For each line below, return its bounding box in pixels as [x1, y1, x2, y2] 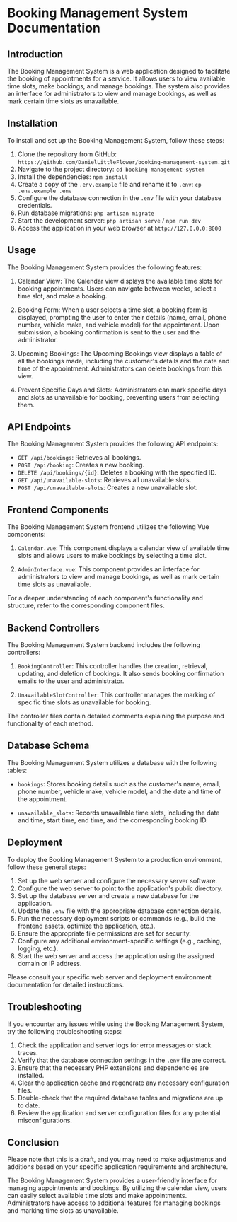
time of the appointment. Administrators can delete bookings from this [17, 364, 223, 373]
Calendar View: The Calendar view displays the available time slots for [17, 277, 223, 285]
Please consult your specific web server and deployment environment [7, 972, 212, 981]
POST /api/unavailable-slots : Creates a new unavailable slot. [17, 483, 198, 492]
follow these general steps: [7, 863, 86, 871]
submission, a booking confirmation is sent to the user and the [17, 327, 200, 337]
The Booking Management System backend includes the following [7, 641, 200, 649]
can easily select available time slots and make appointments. [7, 1192, 187, 1200]
